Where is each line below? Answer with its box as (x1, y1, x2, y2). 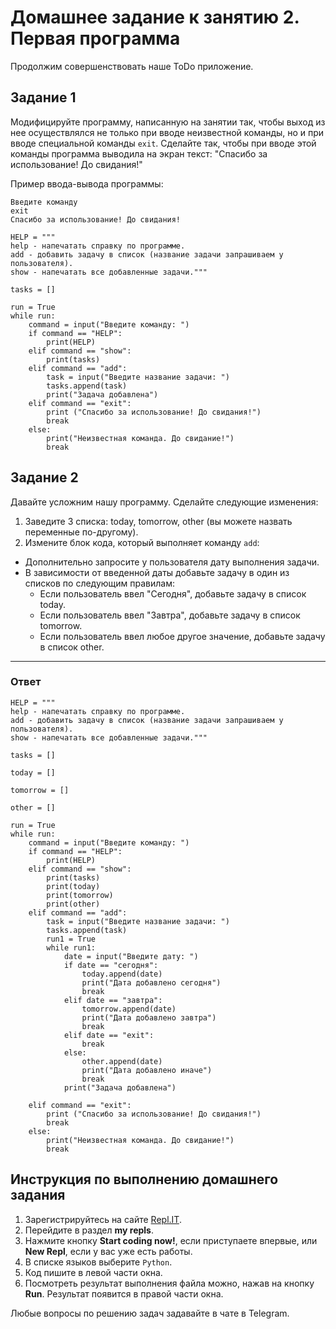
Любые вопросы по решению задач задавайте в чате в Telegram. (10, 1307, 290, 1319)
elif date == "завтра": (63, 995, 163, 1005)
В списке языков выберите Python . (24, 1256, 173, 1268)
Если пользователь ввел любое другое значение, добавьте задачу (39, 630, 326, 642)
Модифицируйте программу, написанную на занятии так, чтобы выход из (10, 116, 326, 128)
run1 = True (46, 934, 97, 944)
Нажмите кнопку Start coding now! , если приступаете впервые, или (24, 1234, 318, 1246)
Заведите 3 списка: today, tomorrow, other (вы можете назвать (24, 515, 293, 527)
